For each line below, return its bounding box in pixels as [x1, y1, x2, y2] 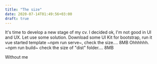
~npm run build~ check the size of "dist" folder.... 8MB [5, 45, 114, 51]
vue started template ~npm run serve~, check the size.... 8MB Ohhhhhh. [5, 40, 149, 46]
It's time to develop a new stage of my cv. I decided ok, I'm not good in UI [5, 30, 152, 35]
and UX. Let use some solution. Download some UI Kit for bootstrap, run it [5, 34, 152, 40]
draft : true [5, 16, 29, 21]
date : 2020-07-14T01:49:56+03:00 [5, 12, 72, 16]
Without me [5, 54, 28, 60]
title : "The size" [5, 7, 42, 12]
